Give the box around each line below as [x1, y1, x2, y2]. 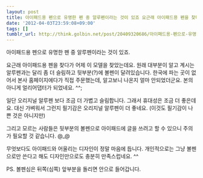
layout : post [6, 8, 39, 15]
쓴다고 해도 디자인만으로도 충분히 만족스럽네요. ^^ [22, 153, 139, 160]
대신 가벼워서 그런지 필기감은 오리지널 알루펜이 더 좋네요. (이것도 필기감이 [14, 104, 187, 112]
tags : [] [6, 25, 28, 32]
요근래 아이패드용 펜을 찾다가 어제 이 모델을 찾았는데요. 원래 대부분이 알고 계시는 [6, 62, 195, 69]
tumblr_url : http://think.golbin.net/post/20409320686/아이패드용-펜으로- [6, 31, 188, 37]
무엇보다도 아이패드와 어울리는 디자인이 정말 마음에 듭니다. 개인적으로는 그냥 [6, 145, 185, 153]
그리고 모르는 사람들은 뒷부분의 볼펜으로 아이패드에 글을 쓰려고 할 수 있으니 [6, 125, 182, 132]
